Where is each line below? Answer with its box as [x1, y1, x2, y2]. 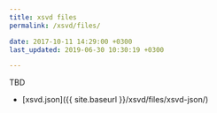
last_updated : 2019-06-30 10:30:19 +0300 [9, 45, 165, 54]
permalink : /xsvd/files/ [9, 21, 101, 30]
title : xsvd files [9, 12, 77, 22]
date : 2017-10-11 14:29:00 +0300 [9, 37, 133, 46]
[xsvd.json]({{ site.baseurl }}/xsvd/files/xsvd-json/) [21, 94, 209, 105]
